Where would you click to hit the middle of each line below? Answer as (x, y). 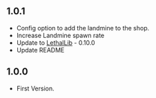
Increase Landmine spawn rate (60, 35)
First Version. (35, 88)
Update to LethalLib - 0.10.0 (56, 42)
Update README (40, 50)
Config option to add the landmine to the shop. (83, 28)
